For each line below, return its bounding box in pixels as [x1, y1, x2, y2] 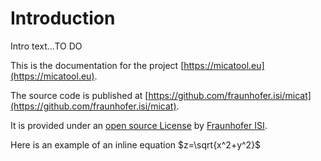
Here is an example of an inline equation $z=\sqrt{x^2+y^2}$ [10, 138, 262, 151]
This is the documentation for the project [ [10, 59, 185, 71]
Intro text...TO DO [10, 40, 83, 52]
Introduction [10, 7, 116, 30]
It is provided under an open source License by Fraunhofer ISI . [10, 119, 268, 131]
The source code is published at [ [10, 89, 149, 101]
